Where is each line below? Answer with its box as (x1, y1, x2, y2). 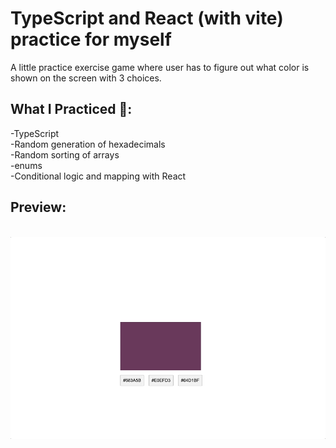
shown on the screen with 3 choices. (10, 72, 162, 84)
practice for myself (10, 28, 172, 51)
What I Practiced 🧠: (10, 101, 133, 118)
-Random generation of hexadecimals (10, 138, 166, 150)
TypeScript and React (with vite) (10, 7, 284, 30)
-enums (10, 159, 43, 171)
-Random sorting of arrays (10, 148, 120, 161)
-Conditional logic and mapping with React (10, 170, 187, 182)
